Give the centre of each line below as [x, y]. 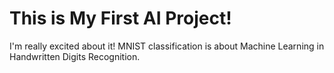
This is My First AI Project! [120, 18]
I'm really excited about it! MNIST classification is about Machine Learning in [167, 46]
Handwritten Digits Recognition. [75, 56]
